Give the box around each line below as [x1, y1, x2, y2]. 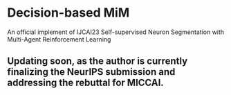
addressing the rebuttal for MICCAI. [7, 77, 164, 89]
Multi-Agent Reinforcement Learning [7, 35, 111, 43]
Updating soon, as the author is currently [7, 55, 188, 67]
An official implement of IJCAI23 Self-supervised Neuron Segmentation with [7, 28, 225, 36]
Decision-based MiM [7, 5, 130, 21]
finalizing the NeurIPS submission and [7, 66, 176, 78]
